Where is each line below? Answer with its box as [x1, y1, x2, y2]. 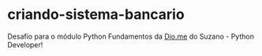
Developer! [7, 39, 43, 49]
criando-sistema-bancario [7, 6, 185, 24]
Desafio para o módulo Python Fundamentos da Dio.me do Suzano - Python [7, 32, 254, 41]
